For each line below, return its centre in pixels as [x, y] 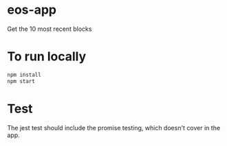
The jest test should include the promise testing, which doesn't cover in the [114, 127]
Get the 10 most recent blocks [50, 29]
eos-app [32, 10]
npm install [24, 75]
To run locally [47, 57]
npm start [21, 81]
